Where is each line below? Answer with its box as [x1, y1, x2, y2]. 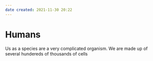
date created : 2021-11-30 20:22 [5, 7, 72, 12]
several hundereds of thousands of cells [5, 50, 88, 56]
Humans [5, 28, 41, 40]
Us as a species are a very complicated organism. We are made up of [5, 45, 148, 51]
